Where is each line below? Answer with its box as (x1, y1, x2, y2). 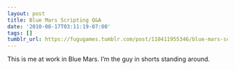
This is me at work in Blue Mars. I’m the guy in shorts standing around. (7, 55, 211, 63)
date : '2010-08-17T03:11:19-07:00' (7, 23, 111, 30)
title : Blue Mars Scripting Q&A (7, 17, 101, 24)
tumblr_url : (7, 36, 42, 43)
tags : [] (7, 29, 33, 37)
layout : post (7, 10, 45, 17)
